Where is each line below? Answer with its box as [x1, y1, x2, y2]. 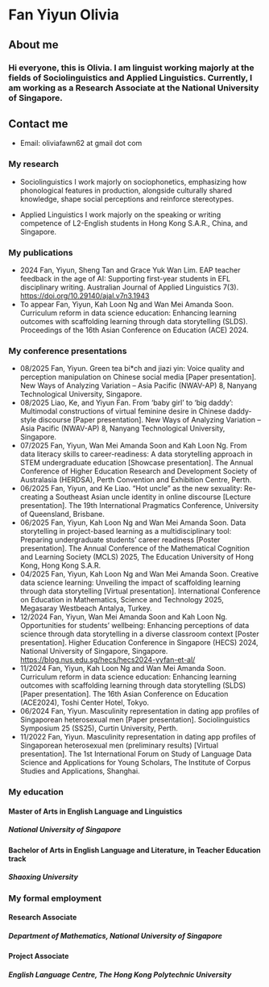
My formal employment [8, 893, 102, 904]
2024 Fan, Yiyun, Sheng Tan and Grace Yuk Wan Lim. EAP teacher [19, 264, 241, 275]
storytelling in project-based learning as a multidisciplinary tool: [19, 527, 232, 536]
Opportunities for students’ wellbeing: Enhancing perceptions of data [19, 621, 250, 631]
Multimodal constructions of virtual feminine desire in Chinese [19, 406, 226, 416]
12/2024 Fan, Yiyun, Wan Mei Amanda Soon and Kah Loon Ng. [19, 612, 228, 622]
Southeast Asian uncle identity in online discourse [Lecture [55, 492, 251, 502]
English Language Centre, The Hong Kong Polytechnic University [8, 969, 232, 979]
